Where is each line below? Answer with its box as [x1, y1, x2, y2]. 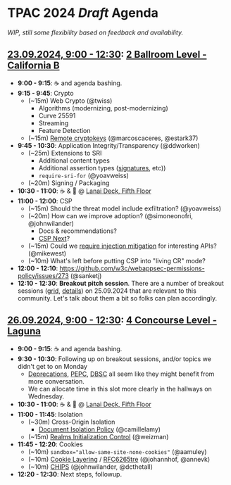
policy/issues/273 [17, 271, 69, 279]
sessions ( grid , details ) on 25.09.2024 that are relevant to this [17, 286, 197, 295]
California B [7, 60, 60, 72]
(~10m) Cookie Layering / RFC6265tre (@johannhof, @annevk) [27, 455, 211, 463]
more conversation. [27, 377, 85, 385]
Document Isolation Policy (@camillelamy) [38, 424, 161, 434]
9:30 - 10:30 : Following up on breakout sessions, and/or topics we [17, 354, 211, 363]
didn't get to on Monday [17, 362, 88, 370]
